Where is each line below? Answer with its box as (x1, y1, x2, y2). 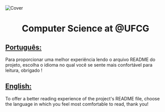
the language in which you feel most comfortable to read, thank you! (5, 101, 149, 107)
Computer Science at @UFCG (22, 23, 149, 35)
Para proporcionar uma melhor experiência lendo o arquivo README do (5, 57, 155, 63)
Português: (5, 43, 42, 51)
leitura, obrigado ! (5, 67, 43, 73)
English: (5, 82, 32, 91)
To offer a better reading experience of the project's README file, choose (5, 95, 160, 101)
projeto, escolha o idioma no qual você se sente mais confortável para (5, 62, 153, 68)
